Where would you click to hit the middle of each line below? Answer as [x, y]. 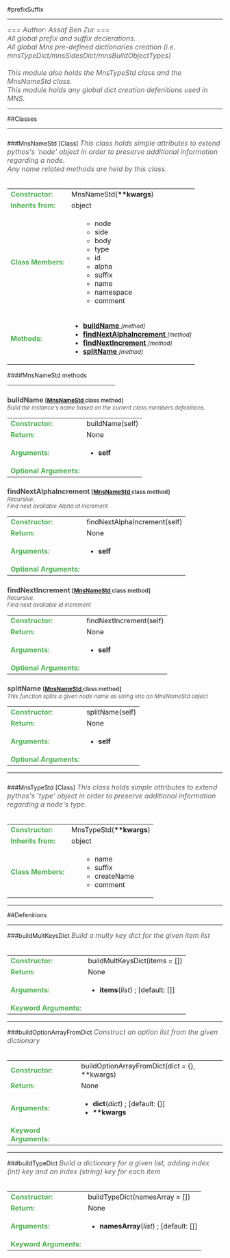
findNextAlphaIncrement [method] [138, 335]
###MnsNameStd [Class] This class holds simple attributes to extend [114, 144]
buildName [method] [114, 326]
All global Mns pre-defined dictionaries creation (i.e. [91, 47]
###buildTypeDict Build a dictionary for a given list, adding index [108, 1163]
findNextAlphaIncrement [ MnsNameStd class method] [89, 491]
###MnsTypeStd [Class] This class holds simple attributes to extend [112, 787]
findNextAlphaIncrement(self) [135, 522]
